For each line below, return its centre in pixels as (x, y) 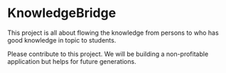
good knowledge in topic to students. (62, 40)
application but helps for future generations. (72, 61)
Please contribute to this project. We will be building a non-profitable (108, 54)
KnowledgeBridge (62, 13)
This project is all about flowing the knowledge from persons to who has (113, 33)
